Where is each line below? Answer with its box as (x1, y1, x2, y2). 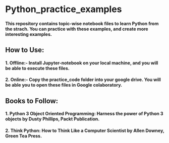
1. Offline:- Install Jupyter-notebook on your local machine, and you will (5, 59, 158, 66)
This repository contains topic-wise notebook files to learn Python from (5, 20, 159, 26)
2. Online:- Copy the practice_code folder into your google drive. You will (5, 77, 161, 83)
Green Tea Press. (5, 132, 42, 139)
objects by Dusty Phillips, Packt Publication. (5, 116, 100, 122)
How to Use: (5, 46, 44, 54)
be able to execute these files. (5, 65, 70, 71)
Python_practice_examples (5, 4, 122, 15)
